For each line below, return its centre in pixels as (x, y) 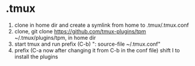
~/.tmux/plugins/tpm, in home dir (55, 37)
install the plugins (36, 56)
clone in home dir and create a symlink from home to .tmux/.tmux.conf (101, 25)
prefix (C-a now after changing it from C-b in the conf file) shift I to (97, 50)
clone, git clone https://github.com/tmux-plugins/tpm (80, 31)
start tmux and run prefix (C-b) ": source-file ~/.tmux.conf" (87, 44)
